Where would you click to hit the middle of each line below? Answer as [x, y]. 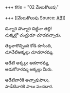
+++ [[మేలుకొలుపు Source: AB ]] [35, 18]
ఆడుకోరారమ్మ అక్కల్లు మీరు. [29, 69]
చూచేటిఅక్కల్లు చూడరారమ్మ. [29, 52]
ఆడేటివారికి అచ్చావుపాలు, [27, 80]
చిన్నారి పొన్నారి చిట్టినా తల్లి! [28, 28]
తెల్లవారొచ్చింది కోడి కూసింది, [29, 46]
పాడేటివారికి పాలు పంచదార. [29, 86]
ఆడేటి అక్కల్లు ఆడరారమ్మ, [27, 63]
